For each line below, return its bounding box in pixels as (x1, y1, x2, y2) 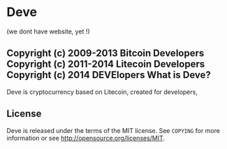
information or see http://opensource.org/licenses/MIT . (6, 134, 166, 142)
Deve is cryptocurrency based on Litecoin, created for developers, (6, 88, 198, 96)
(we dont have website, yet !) (6, 27, 90, 36)
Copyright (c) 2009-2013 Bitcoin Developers (6, 47, 205, 59)
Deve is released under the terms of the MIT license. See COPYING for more (6, 126, 221, 134)
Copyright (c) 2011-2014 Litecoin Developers (6, 58, 205, 70)
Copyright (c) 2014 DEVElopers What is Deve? (6, 69, 211, 81)
